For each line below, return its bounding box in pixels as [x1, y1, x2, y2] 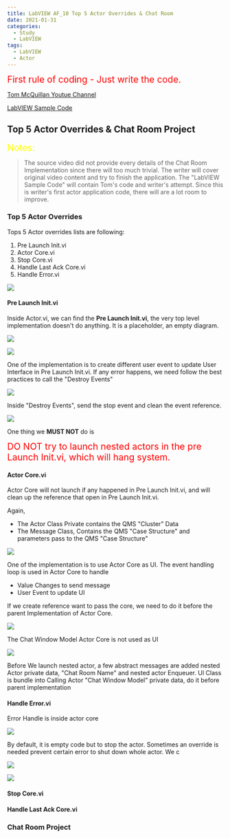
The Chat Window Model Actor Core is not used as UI [7, 635, 159, 644]
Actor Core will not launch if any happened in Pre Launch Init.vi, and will [7, 486, 211, 495]
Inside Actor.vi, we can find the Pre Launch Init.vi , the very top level [7, 314, 200, 323]
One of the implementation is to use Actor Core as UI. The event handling [7, 560, 214, 569]
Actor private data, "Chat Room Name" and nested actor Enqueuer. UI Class [7, 669, 222, 677]
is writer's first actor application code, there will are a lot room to [23, 188, 207, 196]
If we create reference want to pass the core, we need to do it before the [7, 602, 213, 610]
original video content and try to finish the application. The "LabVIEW [23, 173, 220, 181]
